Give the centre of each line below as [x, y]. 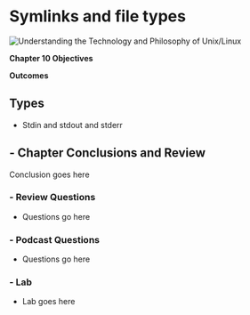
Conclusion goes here [50, 174]
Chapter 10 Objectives [51, 58]
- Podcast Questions [55, 239]
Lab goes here [48, 302]
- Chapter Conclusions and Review [108, 153]
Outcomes [29, 75]
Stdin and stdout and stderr [72, 125]
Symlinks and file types [98, 16]
